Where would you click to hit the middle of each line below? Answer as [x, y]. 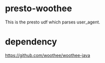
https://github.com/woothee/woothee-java [48, 55]
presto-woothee [38, 9]
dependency [31, 42]
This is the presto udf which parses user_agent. [53, 22]
